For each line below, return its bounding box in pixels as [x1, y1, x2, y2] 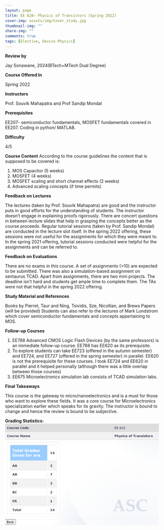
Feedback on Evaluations [5, 253, 58, 259]
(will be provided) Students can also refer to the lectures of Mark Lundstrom [5, 308, 158, 313]
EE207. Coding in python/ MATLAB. [5, 124, 76, 130]
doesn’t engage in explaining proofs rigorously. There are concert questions [5, 213, 158, 218]
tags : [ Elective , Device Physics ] [5, 39, 76, 44]
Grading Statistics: [5, 418, 44, 424]
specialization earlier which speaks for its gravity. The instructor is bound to [5, 403, 158, 409]
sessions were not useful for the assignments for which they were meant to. [5, 233, 158, 240]
